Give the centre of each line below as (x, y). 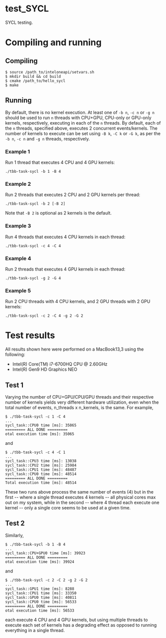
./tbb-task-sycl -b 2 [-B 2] (35, 204)
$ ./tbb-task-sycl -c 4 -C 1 (35, 452)
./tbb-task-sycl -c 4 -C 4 (33, 246)
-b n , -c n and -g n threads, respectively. (48, 139)
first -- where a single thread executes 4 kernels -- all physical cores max (81, 497)
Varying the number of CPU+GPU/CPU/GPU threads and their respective (80, 397)
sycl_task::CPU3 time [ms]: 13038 (41, 461)
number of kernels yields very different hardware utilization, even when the (82, 402)
